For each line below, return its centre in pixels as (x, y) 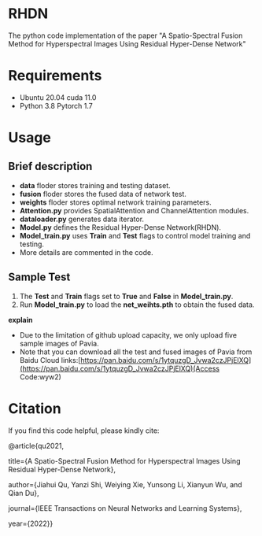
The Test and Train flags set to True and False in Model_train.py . (126, 296)
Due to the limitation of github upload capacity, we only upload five (128, 335)
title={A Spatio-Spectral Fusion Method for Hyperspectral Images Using (124, 460)
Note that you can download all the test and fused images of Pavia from (136, 352)
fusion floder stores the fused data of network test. (103, 194)
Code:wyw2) (40, 377)
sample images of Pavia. (59, 343)
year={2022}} (31, 523)
